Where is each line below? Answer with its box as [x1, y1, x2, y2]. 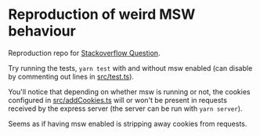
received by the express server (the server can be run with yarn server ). [8, 104, 243, 113]
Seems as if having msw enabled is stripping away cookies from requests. [8, 119, 247, 128]
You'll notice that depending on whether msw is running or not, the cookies [8, 86, 251, 96]
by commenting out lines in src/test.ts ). [8, 72, 135, 81]
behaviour [8, 22, 76, 40]
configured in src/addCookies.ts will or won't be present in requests [8, 95, 227, 105]
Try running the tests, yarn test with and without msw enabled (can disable [8, 63, 253, 72]
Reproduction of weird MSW [8, 6, 196, 24]
